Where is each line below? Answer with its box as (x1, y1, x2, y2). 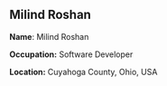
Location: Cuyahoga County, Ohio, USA (9, 66, 158, 77)
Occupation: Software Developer (9, 49, 134, 60)
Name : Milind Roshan (9, 31, 89, 42)
